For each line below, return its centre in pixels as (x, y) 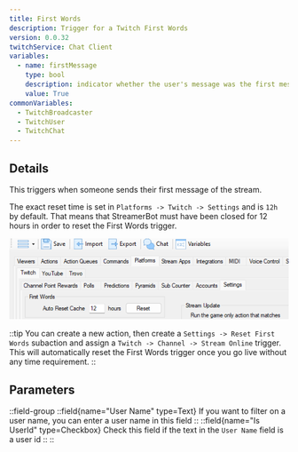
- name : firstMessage (57, 66)
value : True (47, 93)
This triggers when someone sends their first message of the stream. (136, 189)
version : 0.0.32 (39, 37)
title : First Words (45, 19)
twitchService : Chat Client (61, 47)
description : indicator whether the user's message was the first (150, 84)
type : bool (45, 75)
